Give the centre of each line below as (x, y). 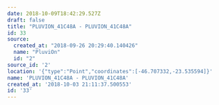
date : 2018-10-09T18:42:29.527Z (54, 13)
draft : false (26, 20)
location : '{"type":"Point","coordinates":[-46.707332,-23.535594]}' (110, 71)
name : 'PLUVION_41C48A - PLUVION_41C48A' (68, 78)
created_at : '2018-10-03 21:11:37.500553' (70, 84)
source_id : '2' (29, 65)
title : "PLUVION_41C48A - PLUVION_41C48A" (70, 26)
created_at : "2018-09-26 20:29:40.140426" (76, 46)
